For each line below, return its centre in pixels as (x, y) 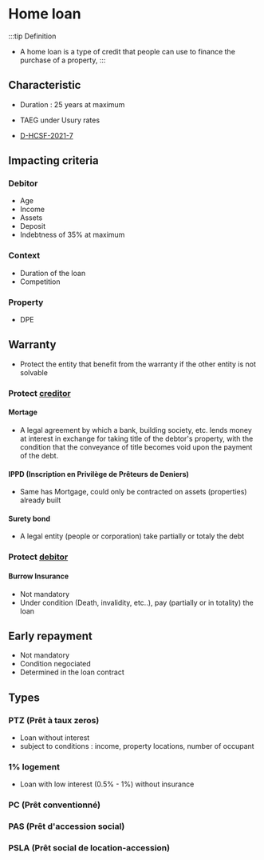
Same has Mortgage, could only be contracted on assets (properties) (133, 492)
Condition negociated (55, 664)
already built (40, 500)
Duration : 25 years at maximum (72, 104)
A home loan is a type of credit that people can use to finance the (127, 51)
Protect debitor (38, 557)
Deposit (33, 226)
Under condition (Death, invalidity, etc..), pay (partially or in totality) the (136, 602)
